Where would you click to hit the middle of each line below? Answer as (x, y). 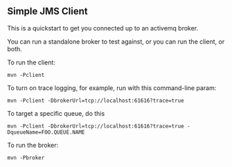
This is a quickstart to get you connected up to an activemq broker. (103, 28)
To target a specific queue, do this (56, 113)
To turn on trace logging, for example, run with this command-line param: (112, 88)
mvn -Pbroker (26, 158)
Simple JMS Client (47, 11)
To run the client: (31, 62)
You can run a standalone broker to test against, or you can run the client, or (116, 42)
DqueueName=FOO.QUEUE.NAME (46, 132)
